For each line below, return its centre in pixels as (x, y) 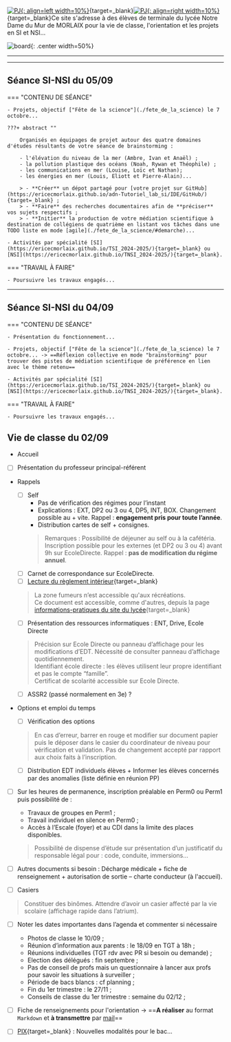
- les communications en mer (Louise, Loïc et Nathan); (101, 170)
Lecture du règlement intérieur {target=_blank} (92, 581)
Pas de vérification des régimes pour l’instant (102, 503)
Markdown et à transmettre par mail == (70, 1018)
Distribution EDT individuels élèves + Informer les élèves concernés (123, 770)
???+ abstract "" (32, 128)
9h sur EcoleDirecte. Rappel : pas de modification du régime (131, 552)
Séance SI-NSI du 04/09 (60, 308)
